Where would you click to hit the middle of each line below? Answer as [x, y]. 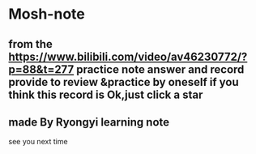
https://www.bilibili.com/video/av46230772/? [128, 56]
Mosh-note [47, 14]
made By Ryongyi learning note [89, 122]
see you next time [38, 142]
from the [30, 44]
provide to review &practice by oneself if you [124, 82]
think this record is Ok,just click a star [106, 94]
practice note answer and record [160, 69]
